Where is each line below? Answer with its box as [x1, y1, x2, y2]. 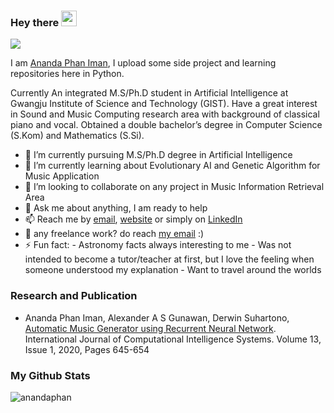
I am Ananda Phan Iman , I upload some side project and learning [10, 57, 277, 69]
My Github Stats [10, 368, 91, 382]
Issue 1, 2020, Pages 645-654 [24, 343, 150, 355]
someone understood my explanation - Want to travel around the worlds [24, 264, 322, 276]
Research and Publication [10, 289, 138, 303]
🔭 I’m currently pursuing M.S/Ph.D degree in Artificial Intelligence [24, 149, 293, 161]
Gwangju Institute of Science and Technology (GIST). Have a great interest [10, 98, 318, 110]
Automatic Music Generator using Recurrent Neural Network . [24, 322, 277, 334]
